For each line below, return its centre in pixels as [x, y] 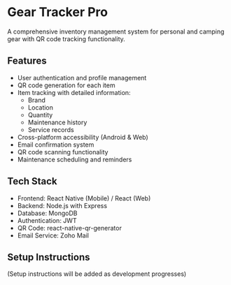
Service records [51, 129]
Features [27, 61]
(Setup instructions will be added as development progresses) [97, 274]
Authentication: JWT [47, 220]
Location [41, 107]
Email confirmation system [56, 145]
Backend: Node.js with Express [62, 205]
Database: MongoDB [47, 213]
